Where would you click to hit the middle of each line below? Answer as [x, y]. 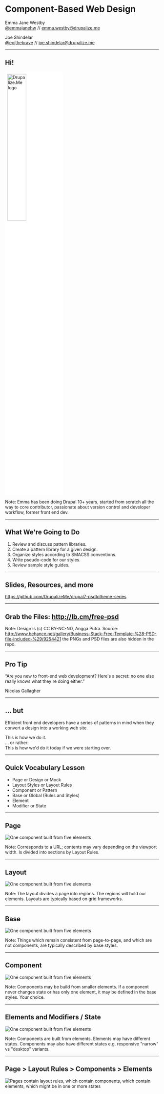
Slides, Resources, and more [49, 585]
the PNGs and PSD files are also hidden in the [108, 639]
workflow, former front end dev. [37, 512]
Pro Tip [16, 664]
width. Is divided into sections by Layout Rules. [52, 852]
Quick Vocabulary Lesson [45, 768]
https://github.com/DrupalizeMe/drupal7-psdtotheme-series [66, 597]
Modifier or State [29, 805]
